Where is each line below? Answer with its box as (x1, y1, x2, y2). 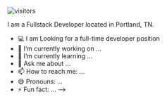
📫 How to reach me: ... (17, 67, 85, 75)
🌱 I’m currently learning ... (17, 52, 93, 60)
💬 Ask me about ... (17, 60, 71, 67)
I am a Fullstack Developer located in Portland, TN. (7, 20, 154, 28)
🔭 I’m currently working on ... (17, 44, 101, 53)
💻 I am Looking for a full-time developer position (17, 34, 160, 42)
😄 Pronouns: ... (17, 77, 63, 86)
